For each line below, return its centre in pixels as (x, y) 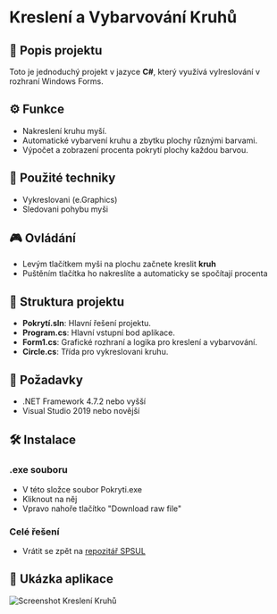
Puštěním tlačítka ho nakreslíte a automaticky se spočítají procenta (145, 273)
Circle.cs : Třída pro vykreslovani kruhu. (95, 352)
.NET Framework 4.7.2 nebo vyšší (84, 401)
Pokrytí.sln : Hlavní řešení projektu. (87, 324)
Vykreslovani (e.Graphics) (70, 199)
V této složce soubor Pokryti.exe (82, 489)
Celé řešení (34, 532)
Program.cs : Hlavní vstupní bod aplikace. (99, 332)
